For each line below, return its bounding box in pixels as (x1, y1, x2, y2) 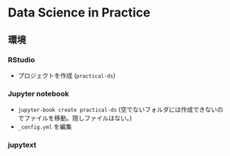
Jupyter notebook (8, 89, 70, 98)
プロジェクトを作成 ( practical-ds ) (17, 71, 116, 80)
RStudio (8, 55, 35, 65)
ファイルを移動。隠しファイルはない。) (23, 114, 132, 122)
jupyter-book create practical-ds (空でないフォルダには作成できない (17, 105, 218, 114)
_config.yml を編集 (17, 122, 72, 131)
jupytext (8, 140, 36, 150)
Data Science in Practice (8, 5, 151, 21)
